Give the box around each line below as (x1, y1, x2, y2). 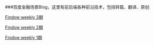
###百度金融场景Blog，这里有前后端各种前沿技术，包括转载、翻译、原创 (5, 4, 150, 10)
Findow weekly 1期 (5, 35, 43, 40)
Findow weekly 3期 (5, 14, 44, 20)
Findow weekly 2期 (5, 24, 44, 30)
